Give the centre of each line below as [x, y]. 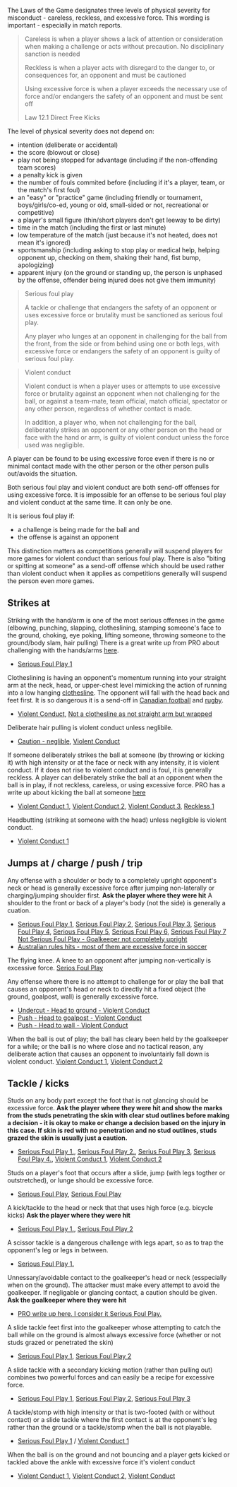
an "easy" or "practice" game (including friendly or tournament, [110, 198]
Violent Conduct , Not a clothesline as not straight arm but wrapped [115, 714]
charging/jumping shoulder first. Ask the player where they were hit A [110, 895]
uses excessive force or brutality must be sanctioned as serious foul [124, 315]
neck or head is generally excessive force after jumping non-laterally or [111, 888]
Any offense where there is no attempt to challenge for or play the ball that [115, 981]
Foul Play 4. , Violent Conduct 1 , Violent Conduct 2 [90, 1159]
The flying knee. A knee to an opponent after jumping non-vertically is [109, 960]
